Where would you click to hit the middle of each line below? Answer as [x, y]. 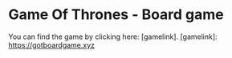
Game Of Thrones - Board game [116, 15]
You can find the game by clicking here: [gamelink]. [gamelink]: [113, 37]
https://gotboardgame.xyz [51, 44]
